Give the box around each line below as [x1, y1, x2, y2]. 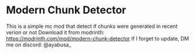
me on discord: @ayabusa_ [6, 41, 71, 48]
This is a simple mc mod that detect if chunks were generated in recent [6, 23, 178, 30]
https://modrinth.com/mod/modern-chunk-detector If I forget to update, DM [6, 35, 189, 42]
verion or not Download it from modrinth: [6, 28, 105, 35]
